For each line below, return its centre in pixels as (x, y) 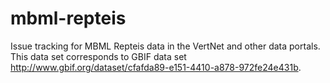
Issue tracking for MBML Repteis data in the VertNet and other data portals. (165, 46)
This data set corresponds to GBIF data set (98, 56)
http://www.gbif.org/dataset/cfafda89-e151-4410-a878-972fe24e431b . (156, 67)
